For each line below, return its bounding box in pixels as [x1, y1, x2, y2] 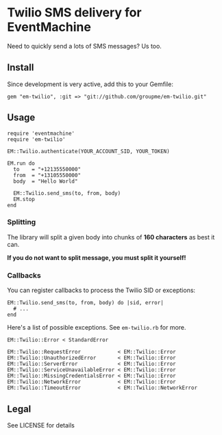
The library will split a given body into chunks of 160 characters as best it [7, 233, 215, 241]
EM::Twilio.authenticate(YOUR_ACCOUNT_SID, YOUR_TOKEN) [7, 148, 170, 155]
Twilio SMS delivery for [7, 5, 142, 21]
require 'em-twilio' [7, 135, 66, 143]
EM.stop [13, 196, 36, 202]
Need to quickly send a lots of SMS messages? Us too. [7, 42, 162, 50]
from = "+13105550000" [13, 172, 81, 179]
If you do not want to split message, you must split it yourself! [7, 253, 186, 261]
